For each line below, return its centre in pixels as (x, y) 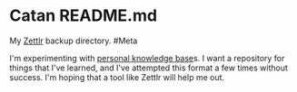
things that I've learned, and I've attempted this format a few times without (149, 68)
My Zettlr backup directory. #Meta (74, 41)
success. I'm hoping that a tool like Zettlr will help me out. (117, 77)
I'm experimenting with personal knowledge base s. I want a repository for (147, 58)
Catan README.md (83, 16)
